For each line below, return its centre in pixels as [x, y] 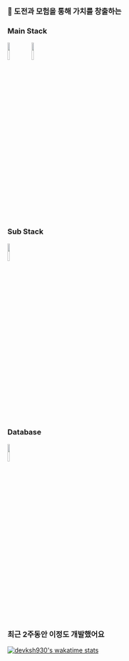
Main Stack [27, 31]
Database [24, 432]
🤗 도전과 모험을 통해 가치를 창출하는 [64, 11]
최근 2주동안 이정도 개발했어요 [56, 634]
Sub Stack [26, 232]
